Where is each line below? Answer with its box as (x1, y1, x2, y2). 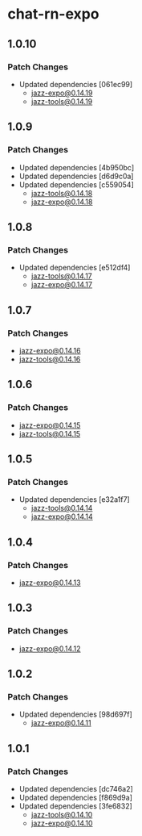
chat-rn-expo (7, 5, 99, 23)
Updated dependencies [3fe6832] (18, 801, 133, 811)
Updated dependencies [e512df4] (18, 263, 131, 273)
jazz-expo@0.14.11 (30, 718, 91, 728)
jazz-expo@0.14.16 (18, 345, 81, 355)
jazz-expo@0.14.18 (30, 197, 93, 207)
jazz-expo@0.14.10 (30, 818, 93, 828)
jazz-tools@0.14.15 (18, 428, 81, 438)
